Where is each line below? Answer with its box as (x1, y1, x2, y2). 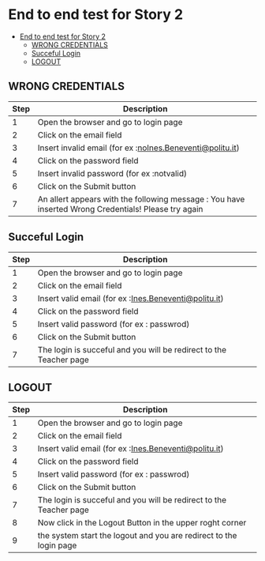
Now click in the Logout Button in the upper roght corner (37, 518, 247, 529)
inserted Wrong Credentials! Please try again (37, 203, 203, 214)
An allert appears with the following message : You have (37, 194, 245, 205)
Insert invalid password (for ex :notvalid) (37, 168, 188, 179)
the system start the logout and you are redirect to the (37, 530, 237, 541)
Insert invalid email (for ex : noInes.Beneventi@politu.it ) (37, 142, 240, 153)
